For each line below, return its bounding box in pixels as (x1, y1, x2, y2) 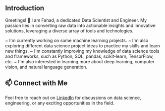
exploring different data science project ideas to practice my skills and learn (5, 42, 160, 49)
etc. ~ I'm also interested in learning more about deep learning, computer (5, 58, 155, 64)
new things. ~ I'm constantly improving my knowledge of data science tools (5, 48, 160, 54)
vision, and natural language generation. (5, 64, 88, 70)
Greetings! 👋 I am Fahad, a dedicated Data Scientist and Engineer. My (5, 17, 147, 23)
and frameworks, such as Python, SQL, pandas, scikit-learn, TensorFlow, (5, 53, 154, 59)
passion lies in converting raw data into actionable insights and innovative (5, 22, 156, 28)
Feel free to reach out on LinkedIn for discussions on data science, (5, 95, 141, 101)
